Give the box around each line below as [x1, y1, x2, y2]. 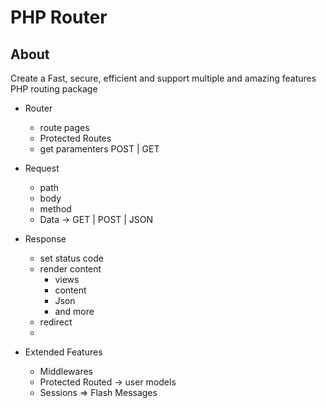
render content [39, 263, 102, 275]
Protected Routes [39, 132, 112, 144]
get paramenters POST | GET [39, 143, 160, 155]
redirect [39, 316, 73, 328]
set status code [39, 252, 104, 264]
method [39, 203, 72, 215]
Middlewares [39, 366, 93, 377]
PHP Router [10, 6, 108, 29]
